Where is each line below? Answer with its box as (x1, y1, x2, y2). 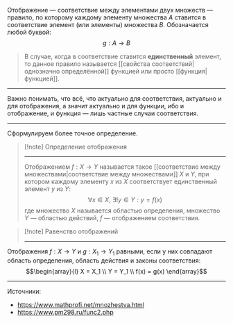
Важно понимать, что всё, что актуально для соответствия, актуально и (7, 94, 222, 103)
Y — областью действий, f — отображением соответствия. (24, 214, 200, 222)
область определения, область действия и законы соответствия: (7, 256, 201, 265)
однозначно (24, 67, 60, 75)
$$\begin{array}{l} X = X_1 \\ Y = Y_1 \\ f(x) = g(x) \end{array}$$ (25, 267, 208, 275)
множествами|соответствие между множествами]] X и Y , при (24, 170, 209, 178)
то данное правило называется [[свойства (24, 60, 150, 68)
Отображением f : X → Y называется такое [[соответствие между (24, 163, 221, 171)
